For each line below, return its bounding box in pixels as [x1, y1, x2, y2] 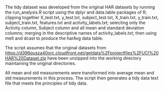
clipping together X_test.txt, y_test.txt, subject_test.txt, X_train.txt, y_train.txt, [5, 15, 159, 20]
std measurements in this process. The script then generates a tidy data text [5, 75, 159, 81]
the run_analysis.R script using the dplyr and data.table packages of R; [5, 9, 147, 15]
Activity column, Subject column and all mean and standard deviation [5, 25, 144, 31]
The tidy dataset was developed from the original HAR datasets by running [5, 4, 155, 10]
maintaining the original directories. [5, 61, 77, 66]
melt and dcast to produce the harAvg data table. [5, 35, 103, 41]
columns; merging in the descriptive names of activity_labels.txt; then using [5, 30, 157, 36]
